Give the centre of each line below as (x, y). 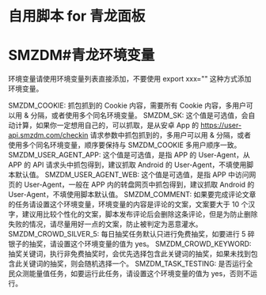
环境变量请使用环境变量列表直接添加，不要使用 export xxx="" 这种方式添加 (130, 79)
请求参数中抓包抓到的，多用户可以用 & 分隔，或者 (171, 135)
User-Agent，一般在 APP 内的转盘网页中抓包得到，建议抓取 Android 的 (139, 185)
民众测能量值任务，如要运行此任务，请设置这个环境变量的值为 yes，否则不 (129, 274)
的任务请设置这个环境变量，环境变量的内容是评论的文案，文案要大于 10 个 (128, 204)
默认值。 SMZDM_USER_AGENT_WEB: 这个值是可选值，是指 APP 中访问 (132, 175)
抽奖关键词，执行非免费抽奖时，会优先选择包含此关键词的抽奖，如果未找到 (129, 254)
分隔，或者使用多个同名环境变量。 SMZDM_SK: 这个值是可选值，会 (139, 115)
